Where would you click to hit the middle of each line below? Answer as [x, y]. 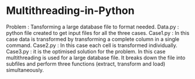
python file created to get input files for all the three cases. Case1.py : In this [98, 33]
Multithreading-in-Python [70, 11]
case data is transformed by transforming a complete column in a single [93, 39]
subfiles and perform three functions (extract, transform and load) [86, 64]
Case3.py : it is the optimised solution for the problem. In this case [86, 51]
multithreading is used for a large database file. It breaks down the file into [96, 58]
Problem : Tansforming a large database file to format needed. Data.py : [93, 27]
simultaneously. [25, 70]
